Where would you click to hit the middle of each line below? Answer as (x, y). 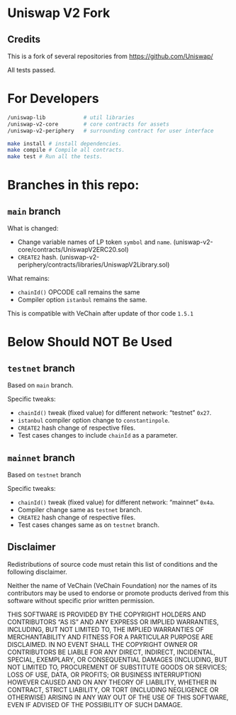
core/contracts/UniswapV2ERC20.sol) (73, 250)
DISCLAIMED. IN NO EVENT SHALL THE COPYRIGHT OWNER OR (103, 644)
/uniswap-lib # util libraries (71, 117)
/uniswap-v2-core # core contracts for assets (89, 124)
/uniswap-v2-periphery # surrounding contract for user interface (111, 131)
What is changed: (33, 228)
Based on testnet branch (44, 475)
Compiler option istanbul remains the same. (82, 300)
